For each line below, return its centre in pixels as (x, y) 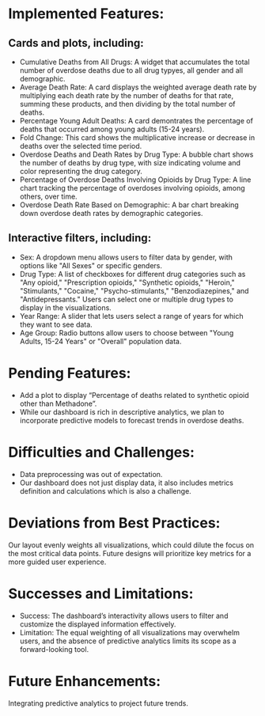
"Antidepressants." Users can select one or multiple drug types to (126, 299)
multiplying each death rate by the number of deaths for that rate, (127, 95)
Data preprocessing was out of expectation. (91, 474)
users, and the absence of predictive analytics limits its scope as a (128, 641)
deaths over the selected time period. (81, 146)
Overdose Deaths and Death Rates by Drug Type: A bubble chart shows (136, 154)
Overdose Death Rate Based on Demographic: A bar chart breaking (129, 205)
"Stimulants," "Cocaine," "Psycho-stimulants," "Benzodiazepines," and (134, 290)
